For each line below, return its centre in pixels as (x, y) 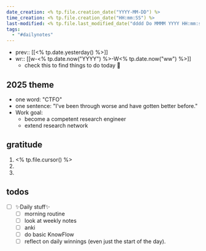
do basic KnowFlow (49, 234)
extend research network (56, 125)
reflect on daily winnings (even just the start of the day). (95, 241)
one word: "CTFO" (39, 99)
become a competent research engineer (75, 119)
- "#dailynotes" (32, 35)
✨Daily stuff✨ (32, 207)
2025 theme (30, 84)
